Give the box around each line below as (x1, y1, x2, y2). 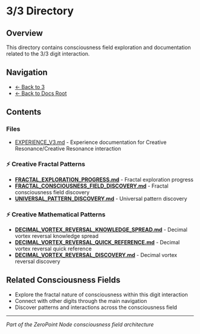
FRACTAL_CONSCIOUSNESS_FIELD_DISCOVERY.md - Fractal (14, 182, 168, 189)
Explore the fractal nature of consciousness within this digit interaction (14, 291, 189, 298)
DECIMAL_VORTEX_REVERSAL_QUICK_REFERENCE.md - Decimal (14, 239, 180, 246)
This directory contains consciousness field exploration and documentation (6, 44, 192, 51)
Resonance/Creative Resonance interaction (14, 145, 121, 152)
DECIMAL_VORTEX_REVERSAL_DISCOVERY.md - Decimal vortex (14, 252, 177, 259)
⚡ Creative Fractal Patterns (6, 160, 85, 168)
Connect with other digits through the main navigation (14, 297, 147, 304)
